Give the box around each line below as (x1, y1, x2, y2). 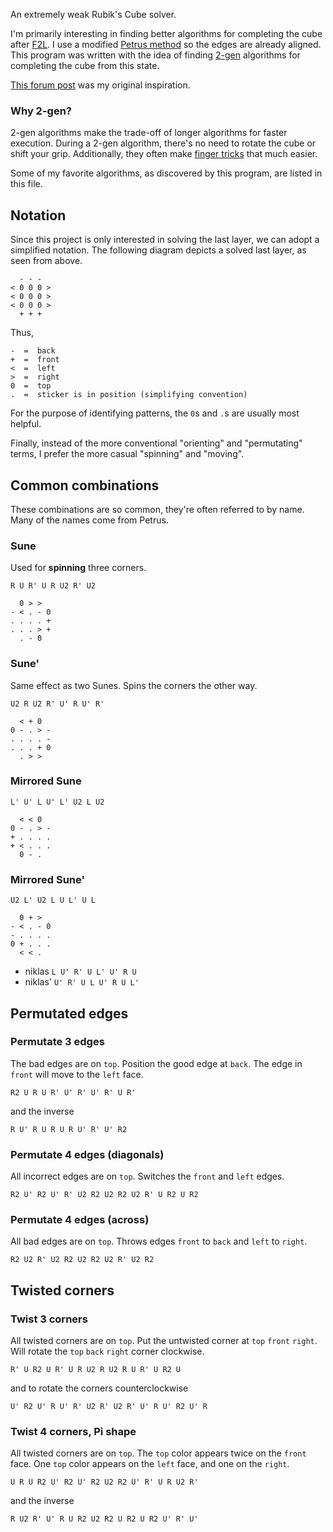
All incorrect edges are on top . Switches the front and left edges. (10, 1170, 285, 1183)
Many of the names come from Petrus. (10, 514, 169, 526)
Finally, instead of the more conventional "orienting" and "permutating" (10, 437, 303, 449)
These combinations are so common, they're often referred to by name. (10, 503, 305, 515)
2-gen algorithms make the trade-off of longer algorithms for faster (10, 127, 288, 139)
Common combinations (10, 477, 160, 494)
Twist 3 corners (10, 1312, 88, 1326)
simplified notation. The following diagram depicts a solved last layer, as (10, 244, 307, 256)
